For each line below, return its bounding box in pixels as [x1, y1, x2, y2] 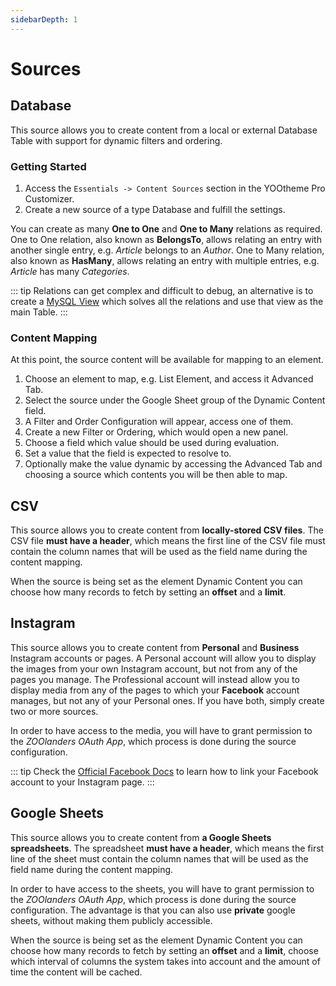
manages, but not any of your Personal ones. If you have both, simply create [10, 694, 325, 706]
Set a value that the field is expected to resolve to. [24, 447, 232, 460]
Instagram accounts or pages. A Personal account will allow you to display [10, 652, 317, 664]
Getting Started [10, 159, 87, 173]
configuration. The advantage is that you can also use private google [10, 904, 296, 916]
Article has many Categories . [10, 265, 130, 277]
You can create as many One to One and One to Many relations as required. [10, 222, 323, 235]
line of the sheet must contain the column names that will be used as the [10, 852, 309, 865]
